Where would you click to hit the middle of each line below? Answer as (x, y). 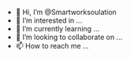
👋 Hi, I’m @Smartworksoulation (66, 12)
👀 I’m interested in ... (49, 20)
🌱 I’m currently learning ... (58, 29)
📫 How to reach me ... (52, 46)
